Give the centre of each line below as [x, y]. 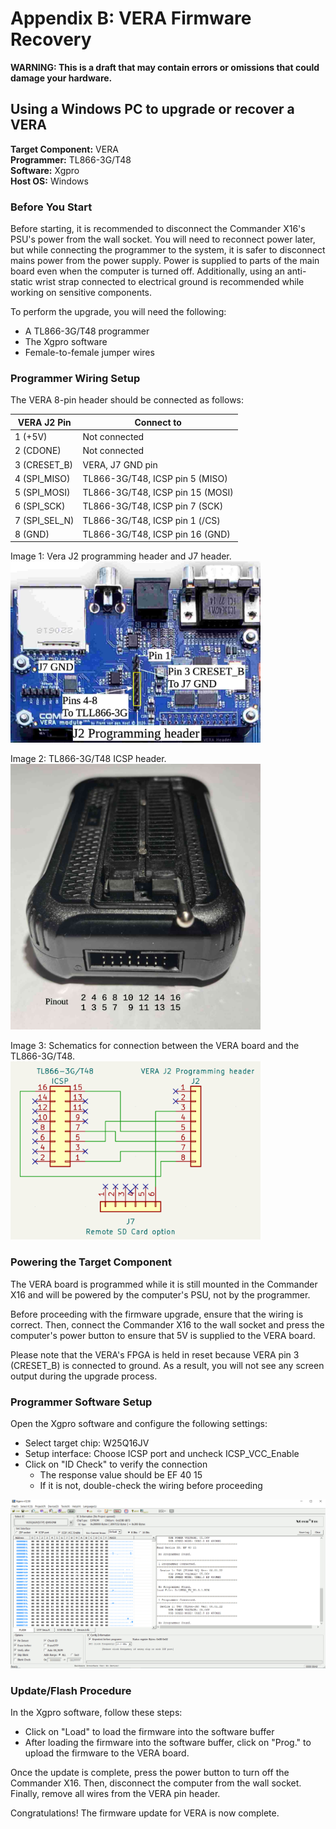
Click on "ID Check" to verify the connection [116, 1464]
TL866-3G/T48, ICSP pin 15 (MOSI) [158, 493]
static [21, 282]
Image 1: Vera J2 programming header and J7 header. [121, 556]
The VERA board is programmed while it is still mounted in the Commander [164, 1284]
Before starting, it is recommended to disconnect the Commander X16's [158, 229]
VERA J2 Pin [44, 422]
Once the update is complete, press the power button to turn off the [150, 1773]
